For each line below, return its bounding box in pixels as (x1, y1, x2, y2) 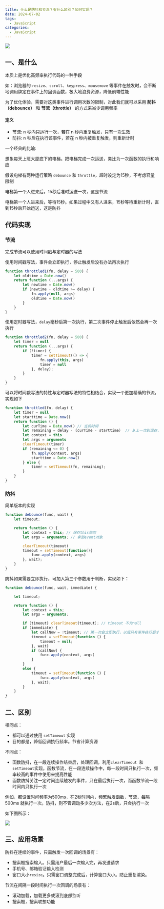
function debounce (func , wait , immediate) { (5, 585, 97, 590)
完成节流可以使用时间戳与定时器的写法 (5, 248, 82, 254)
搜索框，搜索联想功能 (12, 898, 55, 904)
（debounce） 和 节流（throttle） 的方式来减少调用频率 (5, 105, 118, 111)
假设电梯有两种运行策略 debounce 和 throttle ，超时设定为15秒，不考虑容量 (5, 172, 155, 178)
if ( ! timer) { (22, 348, 51, 354)
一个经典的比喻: (5, 145, 37, 151)
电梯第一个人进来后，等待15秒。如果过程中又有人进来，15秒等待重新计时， (5, 199, 155, 205)
